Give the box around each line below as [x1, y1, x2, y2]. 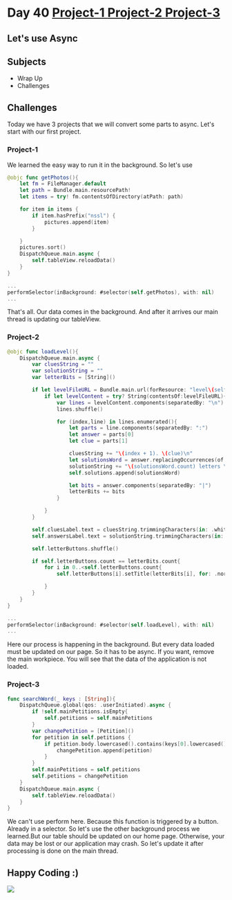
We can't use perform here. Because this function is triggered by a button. [7, 818, 219, 826]
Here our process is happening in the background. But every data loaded [7, 640, 215, 648]
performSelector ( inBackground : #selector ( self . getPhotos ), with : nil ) [7, 289, 215, 296]
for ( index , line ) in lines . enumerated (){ [56, 418, 177, 425]
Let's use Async [7, 33, 78, 44]
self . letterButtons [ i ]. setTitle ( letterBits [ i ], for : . [56, 570, 217, 578]
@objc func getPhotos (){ [7, 174, 79, 181]
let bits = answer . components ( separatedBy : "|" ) [68, 482, 212, 489]
